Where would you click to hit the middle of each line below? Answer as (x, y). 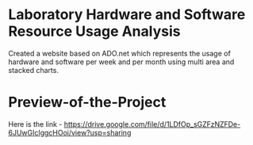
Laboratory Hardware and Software (127, 15)
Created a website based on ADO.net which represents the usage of (120, 53)
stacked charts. (34, 70)
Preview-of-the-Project (87, 103)
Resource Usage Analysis (94, 31)
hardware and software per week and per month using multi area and (121, 62)
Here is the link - (35, 124)
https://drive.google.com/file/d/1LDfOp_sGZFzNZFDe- (152, 124)
